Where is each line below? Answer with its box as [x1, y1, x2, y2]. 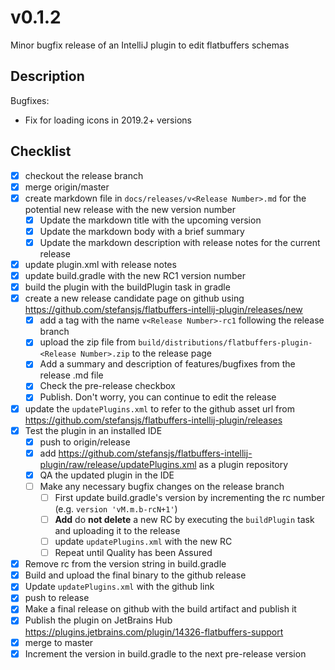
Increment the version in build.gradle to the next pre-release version [24, 647, 307, 660]
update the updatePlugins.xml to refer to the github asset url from [24, 402, 295, 415]
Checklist [10, 143, 72, 160]
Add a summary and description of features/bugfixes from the [39, 358, 296, 370]
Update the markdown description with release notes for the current [39, 236, 321, 248]
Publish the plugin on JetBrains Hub [24, 614, 173, 626]
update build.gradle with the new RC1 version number [24, 270, 246, 281]
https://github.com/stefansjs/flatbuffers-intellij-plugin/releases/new [24, 304, 303, 316]
